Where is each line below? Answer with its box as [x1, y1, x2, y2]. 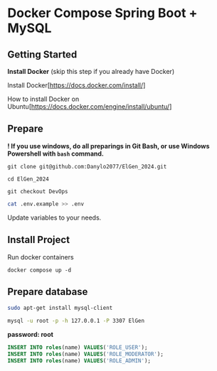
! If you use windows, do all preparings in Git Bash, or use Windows [7, 141, 210, 150]
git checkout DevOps [7, 188, 69, 195]
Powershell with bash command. [7, 149, 105, 158]
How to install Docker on [7, 95, 80, 103]
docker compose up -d [7, 267, 72, 274]
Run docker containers [7, 252, 74, 261]
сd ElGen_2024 [7, 176, 50, 183]
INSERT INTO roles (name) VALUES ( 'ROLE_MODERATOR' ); [7, 350, 164, 357]
